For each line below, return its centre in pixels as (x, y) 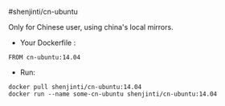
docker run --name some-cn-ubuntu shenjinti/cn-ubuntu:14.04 (113, 94)
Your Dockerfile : (48, 43)
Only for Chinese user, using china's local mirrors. (91, 27)
